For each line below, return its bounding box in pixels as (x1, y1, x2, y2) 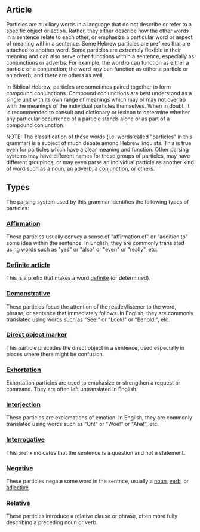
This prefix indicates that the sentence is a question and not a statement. (6, 449, 186, 456)
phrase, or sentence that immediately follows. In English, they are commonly (6, 309, 194, 316)
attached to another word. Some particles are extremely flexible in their (6, 46, 181, 53)
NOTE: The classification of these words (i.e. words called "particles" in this (6, 133, 193, 140)
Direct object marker (6, 331, 67, 339)
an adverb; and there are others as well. (6, 71, 104, 78)
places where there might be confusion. (6, 350, 104, 358)
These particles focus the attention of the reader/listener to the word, (6, 303, 177, 310)
